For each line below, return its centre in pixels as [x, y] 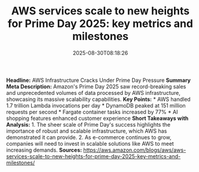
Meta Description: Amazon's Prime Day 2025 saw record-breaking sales [96, 86]
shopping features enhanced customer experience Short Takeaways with [97, 118]
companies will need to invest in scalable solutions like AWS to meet [90, 143]
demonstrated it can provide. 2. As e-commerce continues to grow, [89, 137]
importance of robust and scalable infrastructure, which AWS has [87, 131]
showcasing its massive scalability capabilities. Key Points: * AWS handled [99, 99]
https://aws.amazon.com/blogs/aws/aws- [135, 150]
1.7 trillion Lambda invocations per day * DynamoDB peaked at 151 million [96, 105]
